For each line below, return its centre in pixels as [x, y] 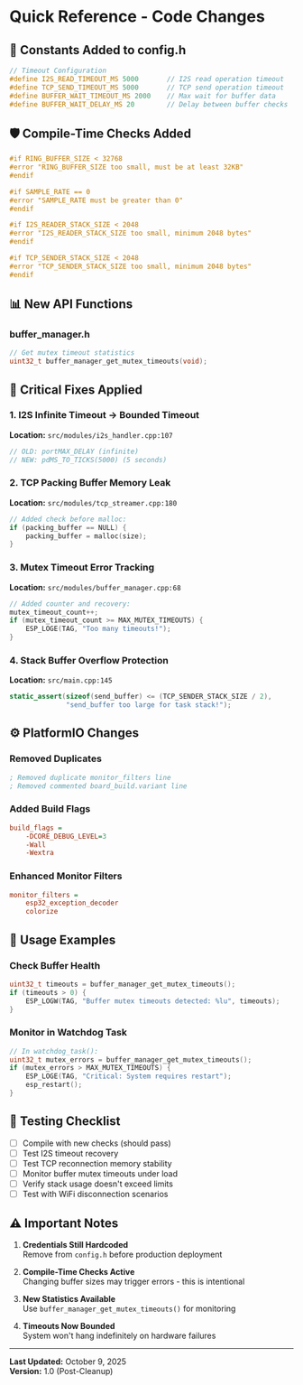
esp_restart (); [54, 1085]
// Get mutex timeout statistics [72, 353]
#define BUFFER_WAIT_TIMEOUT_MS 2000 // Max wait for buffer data [143, 96]
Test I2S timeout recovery [70, 1153]
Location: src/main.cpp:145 [61, 680]
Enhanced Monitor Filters [66, 876]
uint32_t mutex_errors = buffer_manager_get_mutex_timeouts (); [131, 1060]
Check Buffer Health [55, 965]
